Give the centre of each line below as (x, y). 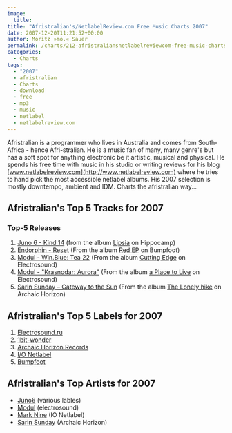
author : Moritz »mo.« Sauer (48, 39)
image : (17, 13)
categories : (24, 52)
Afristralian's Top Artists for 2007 (81, 384)
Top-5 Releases (34, 227)
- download (29, 90)
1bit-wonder (34, 340)
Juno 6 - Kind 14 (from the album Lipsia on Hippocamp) (96, 243)
